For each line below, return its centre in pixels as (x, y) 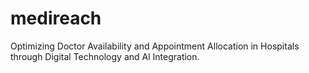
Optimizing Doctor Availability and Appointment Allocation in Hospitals (155, 46)
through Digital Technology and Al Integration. (105, 56)
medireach (56, 18)
